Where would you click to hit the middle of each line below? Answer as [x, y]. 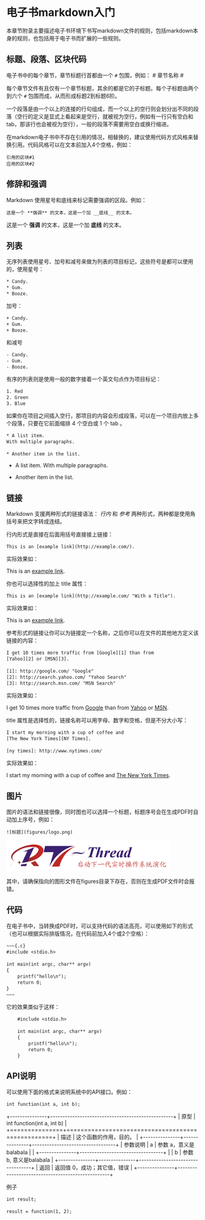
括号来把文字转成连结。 [36, 521]
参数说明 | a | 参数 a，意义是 [159, 1144]
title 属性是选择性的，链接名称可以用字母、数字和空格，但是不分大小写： [97, 721]
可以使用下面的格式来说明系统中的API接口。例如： [70, 1092]
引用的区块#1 [20, 157]
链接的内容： [22, 641]
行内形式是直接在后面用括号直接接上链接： [60, 534]
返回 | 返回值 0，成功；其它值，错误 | [86, 1167]
